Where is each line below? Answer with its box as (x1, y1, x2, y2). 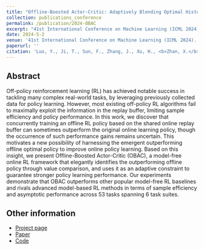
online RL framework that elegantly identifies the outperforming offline (6, 158, 182, 165)
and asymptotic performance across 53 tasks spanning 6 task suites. (6, 190, 179, 198)
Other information (6, 208, 76, 218)
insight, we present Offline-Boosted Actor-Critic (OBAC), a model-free (6, 151, 182, 159)
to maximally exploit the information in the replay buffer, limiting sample (6, 106, 185, 114)
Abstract (6, 71, 41, 82)
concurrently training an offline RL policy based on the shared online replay (6, 119, 194, 127)
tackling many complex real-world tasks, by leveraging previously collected (6, 94, 195, 101)
